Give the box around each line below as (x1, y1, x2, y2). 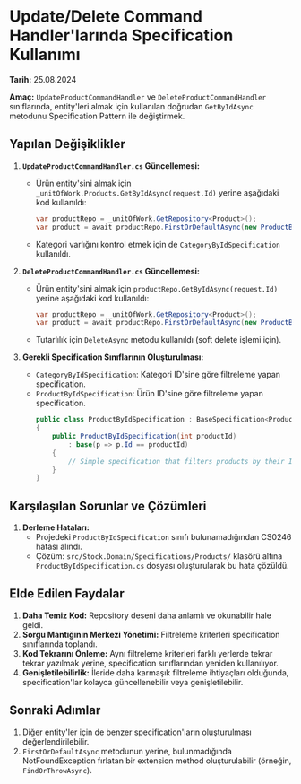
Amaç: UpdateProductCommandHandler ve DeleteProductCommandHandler (9, 91, 267, 102)
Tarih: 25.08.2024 (9, 74, 77, 84)
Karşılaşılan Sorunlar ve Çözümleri (9, 498, 207, 513)
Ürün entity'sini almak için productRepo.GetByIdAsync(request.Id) (35, 283, 279, 293)
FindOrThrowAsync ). (21, 764, 92, 775)
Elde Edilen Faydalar (9, 586, 125, 602)
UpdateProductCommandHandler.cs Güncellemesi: (21, 160, 200, 171)
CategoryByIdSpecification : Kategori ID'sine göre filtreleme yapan (35, 370, 280, 380)
